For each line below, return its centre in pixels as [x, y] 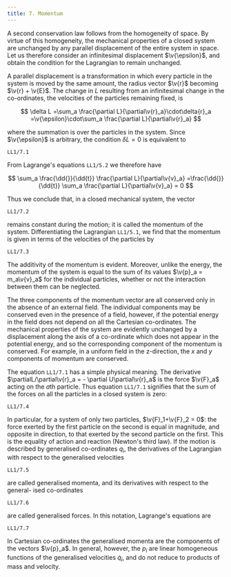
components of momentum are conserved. [68, 358]
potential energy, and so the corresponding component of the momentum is [115, 344]
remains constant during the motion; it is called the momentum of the [105, 224]
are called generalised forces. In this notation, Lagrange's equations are [109, 516]
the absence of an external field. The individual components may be [104, 307]
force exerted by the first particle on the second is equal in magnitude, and [113, 427]
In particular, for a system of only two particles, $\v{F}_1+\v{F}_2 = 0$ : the [112, 419]
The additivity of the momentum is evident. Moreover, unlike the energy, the [115, 264]
